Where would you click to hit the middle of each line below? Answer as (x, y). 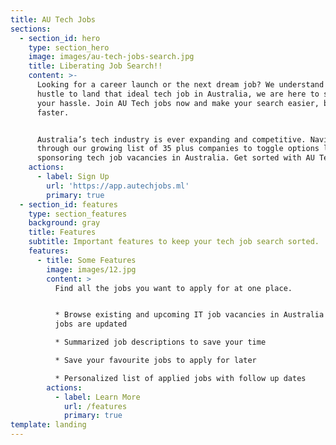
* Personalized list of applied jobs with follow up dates (180, 378)
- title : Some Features (86, 260)
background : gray (64, 223)
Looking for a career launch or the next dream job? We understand (180, 85)
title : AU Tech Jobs (53, 19)
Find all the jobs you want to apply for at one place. (173, 288)
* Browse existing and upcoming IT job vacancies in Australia (189, 315)
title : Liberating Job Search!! (95, 66)
